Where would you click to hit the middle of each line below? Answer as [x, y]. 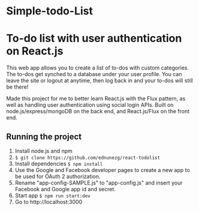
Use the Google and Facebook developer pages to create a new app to [102, 170]
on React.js [35, 51]
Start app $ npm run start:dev [53, 195]
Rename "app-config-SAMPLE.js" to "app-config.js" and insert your [99, 183]
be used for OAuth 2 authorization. [58, 176]
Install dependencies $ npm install [59, 164]
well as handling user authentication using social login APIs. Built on [90, 105]
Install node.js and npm [44, 150]
